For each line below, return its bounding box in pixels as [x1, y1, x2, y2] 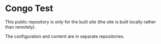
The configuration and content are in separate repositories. [5, 33, 125, 39]
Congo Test [5, 3, 53, 14]
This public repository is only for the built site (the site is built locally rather [5, 19, 156, 25]
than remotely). [5, 24, 36, 29]
